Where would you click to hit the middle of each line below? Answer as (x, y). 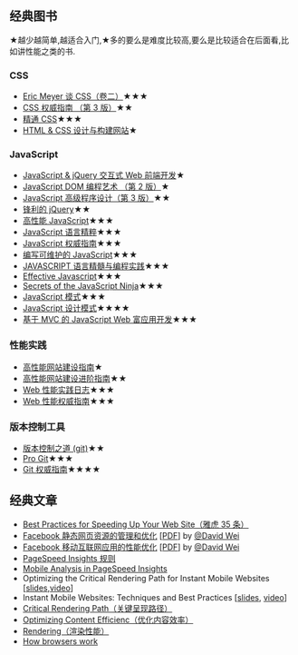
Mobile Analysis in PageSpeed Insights (95, 568)
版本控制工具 (38, 427)
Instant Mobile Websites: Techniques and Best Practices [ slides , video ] (155, 597)
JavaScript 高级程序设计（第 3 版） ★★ (96, 198)
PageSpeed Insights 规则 (69, 558)
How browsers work (60, 641)
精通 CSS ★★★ (52, 119)
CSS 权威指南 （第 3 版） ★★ (77, 108)
